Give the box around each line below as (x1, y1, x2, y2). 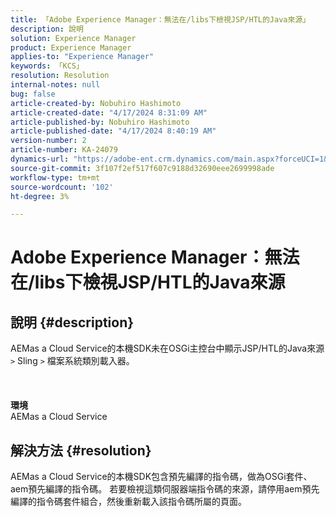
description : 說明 (10, 24, 84, 34)
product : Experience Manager (10, 42, 132, 53)
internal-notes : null (10, 80, 101, 90)
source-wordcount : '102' (10, 182, 114, 192)
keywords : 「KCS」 (10, 61, 84, 71)
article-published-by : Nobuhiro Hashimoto (10, 117, 190, 127)
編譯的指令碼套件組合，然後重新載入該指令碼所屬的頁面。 (10, 496, 247, 508)
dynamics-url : (10, 154, 70, 164)
